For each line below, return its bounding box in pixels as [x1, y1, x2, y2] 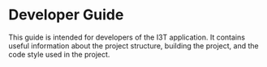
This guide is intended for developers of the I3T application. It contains [8, 32, 246, 42]
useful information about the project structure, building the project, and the [8, 40, 259, 50]
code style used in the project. [8, 49, 110, 59]
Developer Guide [8, 6, 124, 24]
